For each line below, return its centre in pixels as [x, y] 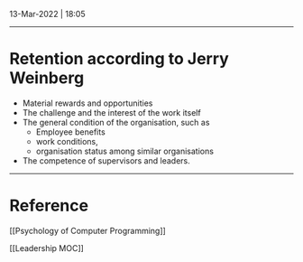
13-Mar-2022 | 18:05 [47, 14]
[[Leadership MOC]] [46, 248]
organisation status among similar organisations [125, 151]
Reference [49, 206]
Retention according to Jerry [119, 59]
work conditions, [67, 141]
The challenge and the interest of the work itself [111, 112]
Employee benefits [70, 132]
